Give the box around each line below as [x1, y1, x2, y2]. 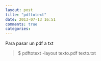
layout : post [5, 7, 33, 13]
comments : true [5, 21, 38, 27]
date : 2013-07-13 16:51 [5, 17, 56, 22]
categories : [5, 26, 31, 32]
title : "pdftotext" [5, 12, 47, 17]
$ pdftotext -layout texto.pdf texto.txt [17, 50, 96, 56]
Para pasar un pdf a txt [5, 40, 54, 46]
